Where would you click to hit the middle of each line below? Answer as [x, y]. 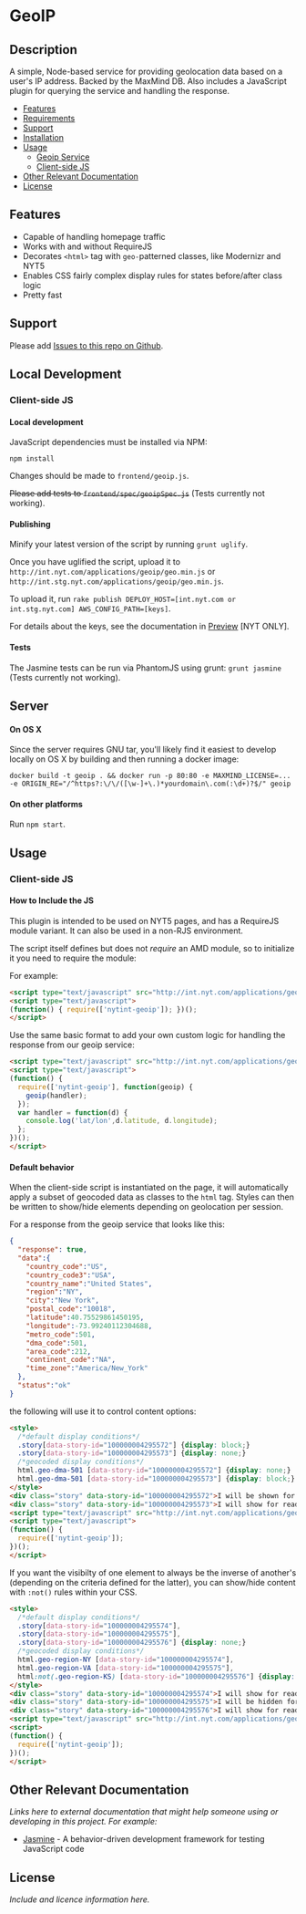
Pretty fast [42, 295]
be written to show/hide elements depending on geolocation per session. [147, 1207]
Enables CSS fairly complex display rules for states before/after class [152, 276]
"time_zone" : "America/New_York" [87, 1368]
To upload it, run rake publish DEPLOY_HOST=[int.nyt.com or [123, 599]
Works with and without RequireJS [87, 246]
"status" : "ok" [44, 1386]
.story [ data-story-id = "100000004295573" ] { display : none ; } [132, 1453]
